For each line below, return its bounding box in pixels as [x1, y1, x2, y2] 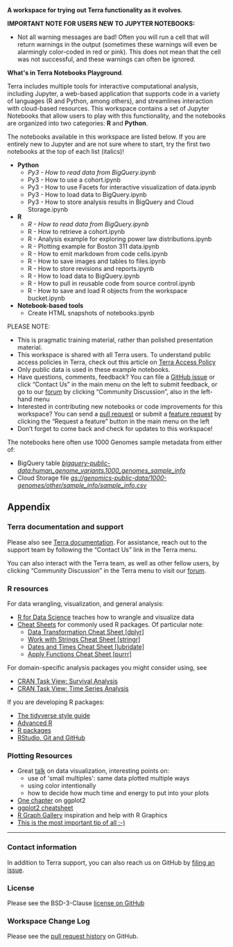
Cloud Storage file [17, 473, 69, 482]
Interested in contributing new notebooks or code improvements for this [17, 402, 223, 410]
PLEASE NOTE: [7, 322, 51, 330]
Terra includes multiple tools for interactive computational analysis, [7, 82, 199, 90]
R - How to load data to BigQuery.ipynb [27, 272, 140, 280]
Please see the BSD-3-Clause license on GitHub [7, 898, 145, 907]
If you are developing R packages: [7, 698, 105, 706]
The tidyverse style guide [17, 711, 90, 719]
